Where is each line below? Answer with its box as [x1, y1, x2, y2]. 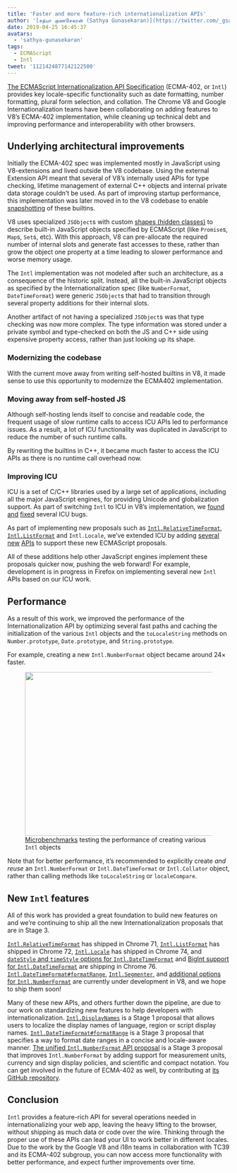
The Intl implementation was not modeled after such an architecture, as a [7, 269, 224, 278]
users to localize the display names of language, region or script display [7, 1020, 217, 1029]
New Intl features [7, 892, 90, 904]
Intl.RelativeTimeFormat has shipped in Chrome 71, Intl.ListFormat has [7, 939, 220, 948]
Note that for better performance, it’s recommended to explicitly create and [7, 856, 226, 866]
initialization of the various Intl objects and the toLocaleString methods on [7, 630, 227, 638]
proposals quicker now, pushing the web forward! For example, [7, 560, 190, 569]
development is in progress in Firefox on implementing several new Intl [7, 567, 217, 576]
